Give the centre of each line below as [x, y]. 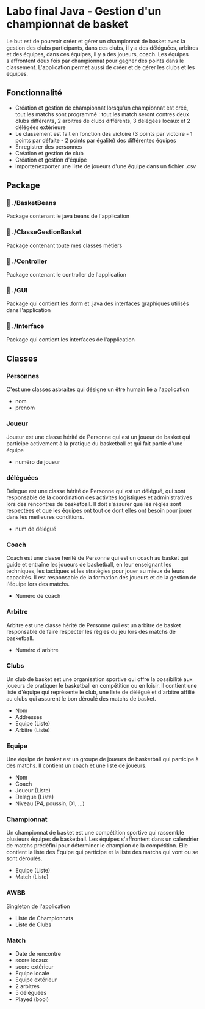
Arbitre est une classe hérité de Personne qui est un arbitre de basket [94, 625]
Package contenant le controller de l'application [67, 275]
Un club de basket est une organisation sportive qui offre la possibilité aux [100, 679]
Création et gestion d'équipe [51, 160]
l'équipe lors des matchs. [38, 584]
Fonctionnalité [34, 93]
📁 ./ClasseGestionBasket [44, 232]
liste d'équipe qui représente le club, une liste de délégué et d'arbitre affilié [101, 692]
